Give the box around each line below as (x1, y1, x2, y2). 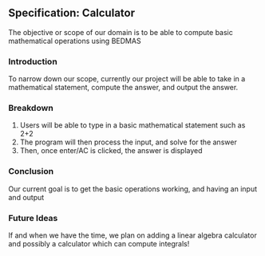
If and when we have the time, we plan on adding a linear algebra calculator (8, 230, 257, 240)
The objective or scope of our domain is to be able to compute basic (8, 27, 234, 37)
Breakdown (8, 103, 53, 114)
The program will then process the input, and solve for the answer (19, 137, 237, 147)
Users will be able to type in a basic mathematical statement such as (19, 120, 246, 130)
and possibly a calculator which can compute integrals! (8, 239, 190, 248)
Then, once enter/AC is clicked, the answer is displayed (19, 146, 203, 156)
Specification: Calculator (8, 6, 136, 20)
